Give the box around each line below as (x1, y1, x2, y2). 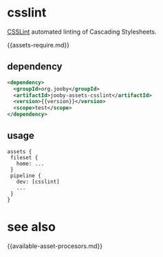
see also (7, 219, 56, 234)
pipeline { (10, 172, 41, 179)
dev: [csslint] (16, 178, 60, 185)
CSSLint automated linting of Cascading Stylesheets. (7, 27, 157, 36)
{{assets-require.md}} (7, 41, 70, 49)
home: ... (16, 160, 45, 167)
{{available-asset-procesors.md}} (7, 242, 103, 250)
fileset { (10, 154, 39, 161)
